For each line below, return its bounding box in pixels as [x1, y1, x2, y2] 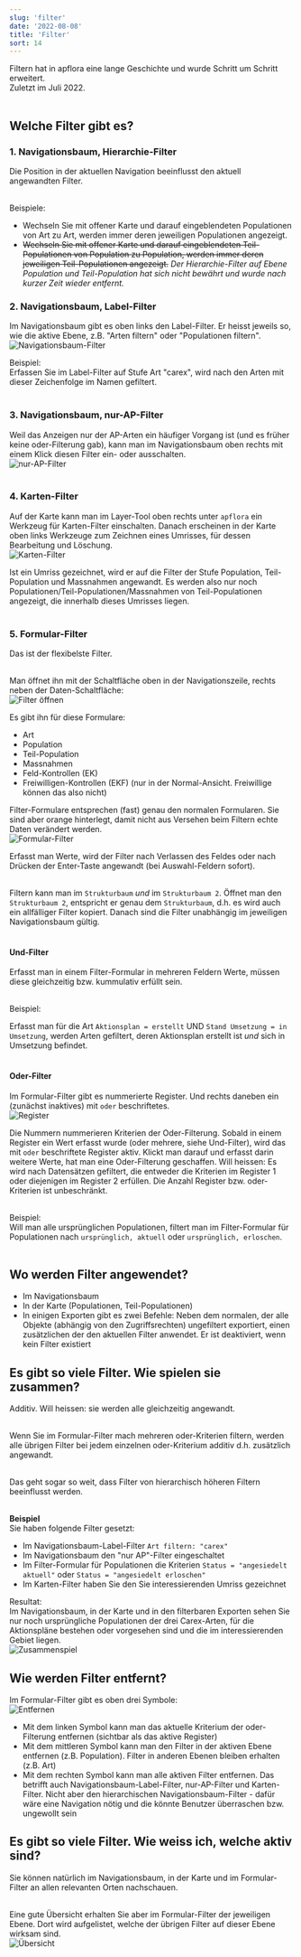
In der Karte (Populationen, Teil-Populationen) [22, 1300, 194, 1311]
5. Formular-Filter [9, 627, 88, 640]
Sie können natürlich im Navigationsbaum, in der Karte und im [9, 1872, 239, 1883]
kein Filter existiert [22, 1339, 92, 1350]
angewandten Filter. [9, 175, 84, 186]
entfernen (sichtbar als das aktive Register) [57, 1731, 218, 1742]
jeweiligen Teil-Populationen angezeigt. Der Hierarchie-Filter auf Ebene [22, 258, 287, 269]
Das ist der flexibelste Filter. [9, 648, 113, 660]
